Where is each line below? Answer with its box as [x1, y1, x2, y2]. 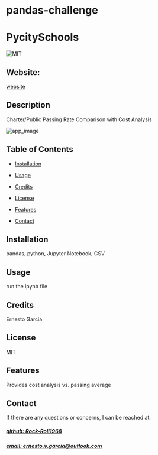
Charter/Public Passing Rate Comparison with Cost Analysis [6, 116, 152, 123]
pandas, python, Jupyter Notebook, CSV [6, 250, 105, 257]
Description [6, 100, 50, 110]
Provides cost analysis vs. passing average [6, 381, 111, 388]
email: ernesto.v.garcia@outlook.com [6, 443, 102, 450]
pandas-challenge [6, 4, 99, 17]
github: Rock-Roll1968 [6, 428, 62, 435]
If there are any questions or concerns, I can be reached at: [6, 414, 151, 421]
